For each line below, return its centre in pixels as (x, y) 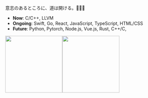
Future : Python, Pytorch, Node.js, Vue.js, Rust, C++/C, (69, 29)
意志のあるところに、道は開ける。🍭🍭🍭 (45, 8)
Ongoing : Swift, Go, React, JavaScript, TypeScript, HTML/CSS (78, 23)
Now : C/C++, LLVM (33, 18)
